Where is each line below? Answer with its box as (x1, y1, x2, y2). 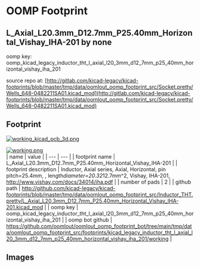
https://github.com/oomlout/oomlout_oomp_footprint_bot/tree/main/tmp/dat (6, 222, 192, 229)
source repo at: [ (6, 77, 47, 84)
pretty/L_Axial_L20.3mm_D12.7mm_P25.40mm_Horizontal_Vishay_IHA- (6, 197, 179, 204)
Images (6, 253, 35, 263)
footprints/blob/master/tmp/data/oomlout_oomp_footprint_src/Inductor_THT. (6, 191, 193, 198)
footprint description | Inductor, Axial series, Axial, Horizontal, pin (6, 165, 166, 173)
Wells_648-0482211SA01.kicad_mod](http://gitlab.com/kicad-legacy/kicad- (6, 90, 190, 96)
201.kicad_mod (6, 203, 43, 210)
